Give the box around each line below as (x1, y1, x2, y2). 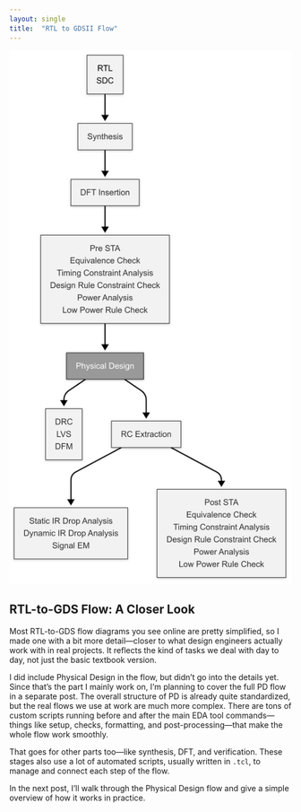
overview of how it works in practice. (9, 792, 146, 803)
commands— (225, 710, 275, 720)
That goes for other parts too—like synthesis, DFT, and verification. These (9, 746, 283, 757)
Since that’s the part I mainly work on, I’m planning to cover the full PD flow (9, 681, 287, 692)
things (9, 719, 33, 730)
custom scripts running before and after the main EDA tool (9, 710, 224, 720)
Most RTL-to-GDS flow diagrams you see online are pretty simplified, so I (9, 625, 279, 636)
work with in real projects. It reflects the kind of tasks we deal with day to (9, 644, 279, 655)
